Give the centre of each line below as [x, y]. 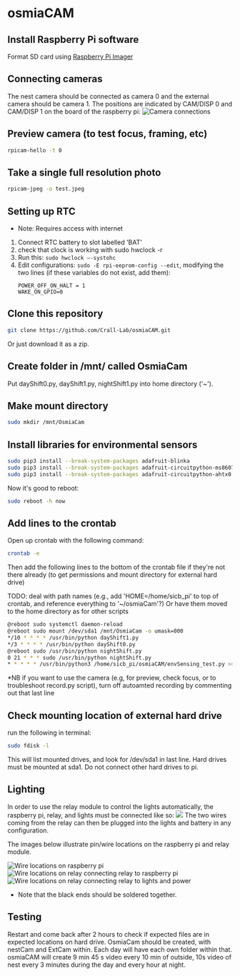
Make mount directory [58, 406]
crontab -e [24, 554]
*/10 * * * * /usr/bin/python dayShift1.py [73, 638]
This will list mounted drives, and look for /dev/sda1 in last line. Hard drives [117, 759]
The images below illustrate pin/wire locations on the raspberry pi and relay [119, 844]
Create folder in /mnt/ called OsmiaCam [97, 367]
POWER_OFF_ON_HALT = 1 [51, 286]
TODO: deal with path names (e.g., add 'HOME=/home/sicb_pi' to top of [113, 596]
